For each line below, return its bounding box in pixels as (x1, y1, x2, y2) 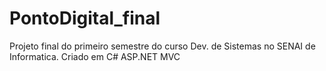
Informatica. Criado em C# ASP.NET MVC (9, 50, 181, 62)
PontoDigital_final (9, 7, 161, 30)
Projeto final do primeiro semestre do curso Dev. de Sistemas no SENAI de (9, 40, 316, 52)
